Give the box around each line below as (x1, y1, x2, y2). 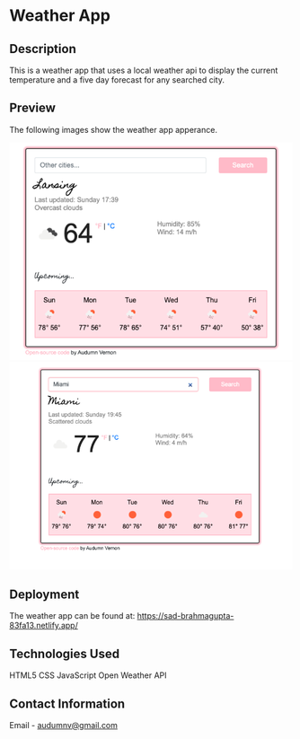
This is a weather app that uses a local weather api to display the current (9, 65, 278, 75)
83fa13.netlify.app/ (9, 620, 78, 631)
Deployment (9, 587, 80, 603)
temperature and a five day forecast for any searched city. (9, 75, 225, 85)
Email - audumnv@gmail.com (9, 720, 119, 731)
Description (9, 41, 76, 57)
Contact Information (9, 696, 126, 711)
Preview (9, 101, 57, 116)
